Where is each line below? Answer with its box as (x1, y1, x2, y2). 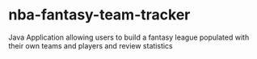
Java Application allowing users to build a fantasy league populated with (8, 32, 250, 42)
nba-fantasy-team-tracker (8, 6, 191, 24)
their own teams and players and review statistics (8, 40, 173, 50)
